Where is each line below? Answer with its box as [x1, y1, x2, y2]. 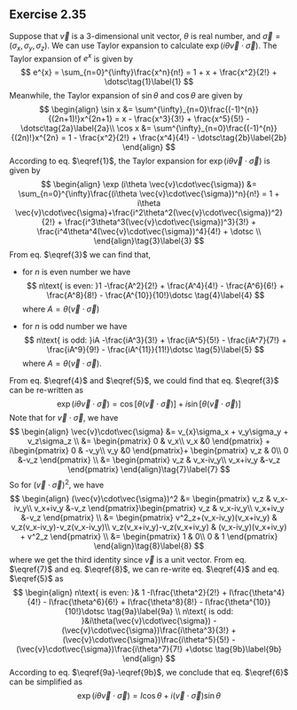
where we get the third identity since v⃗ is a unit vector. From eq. [9, 554, 246, 564]
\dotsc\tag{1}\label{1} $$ [104, 76, 194, 87]
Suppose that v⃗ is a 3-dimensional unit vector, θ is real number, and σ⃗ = [9, 30, 281, 41]
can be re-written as [9, 385, 84, 396]
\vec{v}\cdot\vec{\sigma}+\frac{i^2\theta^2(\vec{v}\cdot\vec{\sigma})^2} [14, 208, 284, 218]
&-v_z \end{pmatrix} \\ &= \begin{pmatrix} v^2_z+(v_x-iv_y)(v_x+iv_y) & [20, 512, 277, 523]
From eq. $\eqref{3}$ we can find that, [9, 249, 152, 260]
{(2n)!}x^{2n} [11, 132, 59, 143]
